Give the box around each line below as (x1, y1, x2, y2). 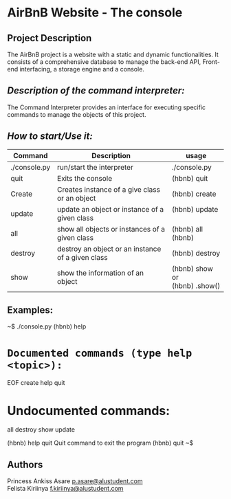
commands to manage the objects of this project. (7, 110, 146, 118)
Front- (202, 58, 220, 66)
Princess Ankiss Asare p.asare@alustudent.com (7, 477, 143, 485)
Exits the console (57, 173, 113, 183)
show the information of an (57, 268, 144, 278)
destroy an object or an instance (57, 244, 162, 254)
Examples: (7, 304, 54, 316)
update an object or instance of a (57, 204, 164, 214)
